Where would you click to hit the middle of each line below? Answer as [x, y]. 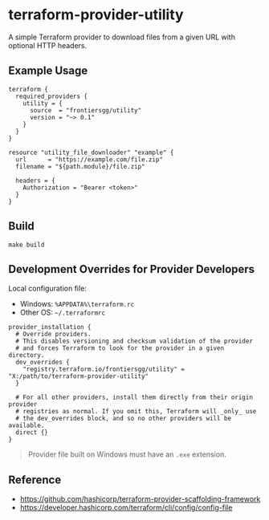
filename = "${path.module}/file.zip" [81, 166]
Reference [35, 479]
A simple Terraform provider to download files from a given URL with [122, 37]
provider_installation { [50, 327]
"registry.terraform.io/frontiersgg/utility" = [104, 370]
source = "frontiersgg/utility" [86, 110]
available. [26, 426]
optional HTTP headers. [48, 45]
